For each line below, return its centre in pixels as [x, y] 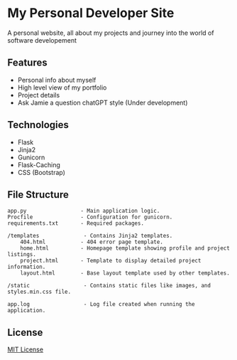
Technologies [38, 125]
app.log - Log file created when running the [101, 305]
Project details [39, 95]
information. [27, 267]
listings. [22, 255]
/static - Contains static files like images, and [109, 286]
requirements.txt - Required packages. [76, 223]
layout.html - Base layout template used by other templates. [125, 273]
